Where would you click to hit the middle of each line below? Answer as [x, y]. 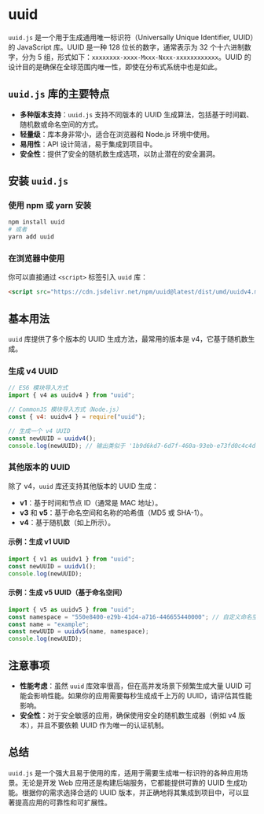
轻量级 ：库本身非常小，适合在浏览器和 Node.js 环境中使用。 [117, 134]
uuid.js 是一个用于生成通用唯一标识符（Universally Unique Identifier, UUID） [131, 37]
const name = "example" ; [49, 624]
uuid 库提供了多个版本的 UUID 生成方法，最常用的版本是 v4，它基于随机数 [128, 339]
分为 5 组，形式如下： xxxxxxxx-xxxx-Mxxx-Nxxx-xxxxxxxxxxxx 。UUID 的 [136, 57]
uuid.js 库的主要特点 [59, 94]
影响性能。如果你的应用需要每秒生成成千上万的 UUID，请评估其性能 [143, 695]
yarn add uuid [31, 237]
